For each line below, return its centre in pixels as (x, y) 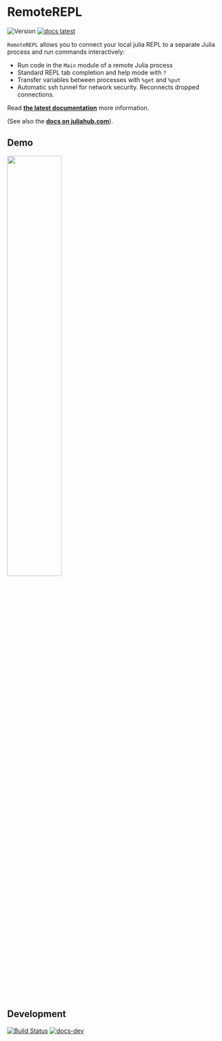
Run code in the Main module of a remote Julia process (95, 65)
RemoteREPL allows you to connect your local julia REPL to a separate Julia (111, 44)
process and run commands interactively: (66, 52)
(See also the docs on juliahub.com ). (60, 121)
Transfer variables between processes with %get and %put (99, 79)
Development (37, 1014)
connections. (36, 94)
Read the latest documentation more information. (78, 108)
